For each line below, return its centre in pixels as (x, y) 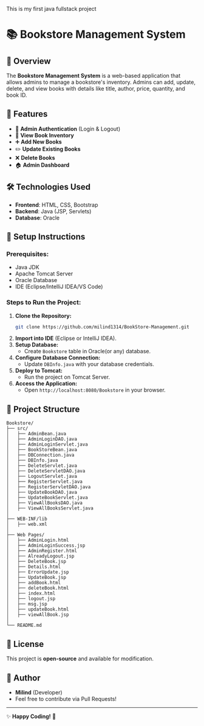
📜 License (25, 644)
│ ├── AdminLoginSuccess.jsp (46, 546)
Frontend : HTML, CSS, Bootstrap (56, 205)
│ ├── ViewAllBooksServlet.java (50, 508)
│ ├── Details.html (34, 567)
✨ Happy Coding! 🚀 (31, 716)
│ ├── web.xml (27, 524)
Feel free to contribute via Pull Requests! (66, 699)
